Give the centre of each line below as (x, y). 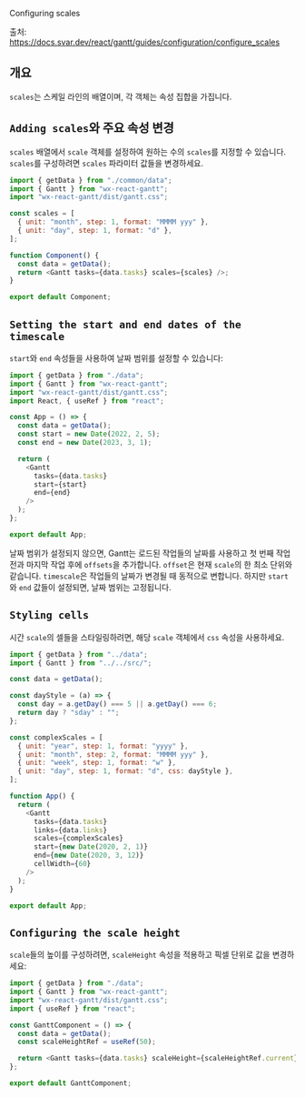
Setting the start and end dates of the (126, 324)
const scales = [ (42, 214)
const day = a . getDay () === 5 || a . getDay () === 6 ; (118, 704)
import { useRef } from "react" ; (73, 1009)
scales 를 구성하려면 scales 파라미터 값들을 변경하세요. (107, 163)
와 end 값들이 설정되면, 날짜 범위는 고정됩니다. (91, 587)
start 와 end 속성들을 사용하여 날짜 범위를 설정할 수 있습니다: (117, 357)
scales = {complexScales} (79, 839)
